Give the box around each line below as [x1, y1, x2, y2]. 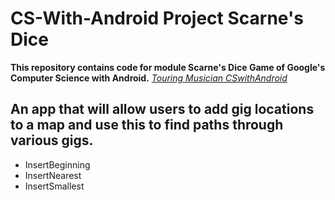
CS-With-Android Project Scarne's [10, 7, 304, 30]
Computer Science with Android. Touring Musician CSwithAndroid [10, 72, 288, 84]
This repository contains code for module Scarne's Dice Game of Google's [10, 61, 326, 73]
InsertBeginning [24, 158, 91, 171]
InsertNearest [24, 169, 82, 181]
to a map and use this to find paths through [10, 117, 284, 134]
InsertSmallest [24, 180, 85, 192]
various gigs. [10, 132, 94, 149]
